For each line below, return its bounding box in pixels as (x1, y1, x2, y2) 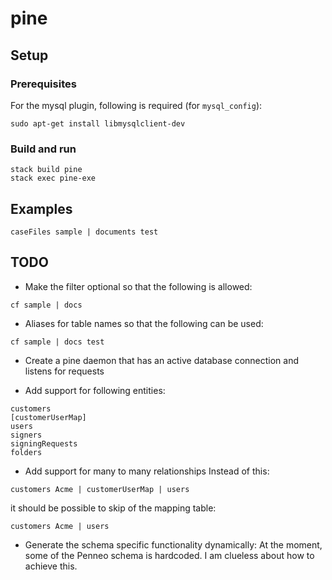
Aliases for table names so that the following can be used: (24, 317, 264, 329)
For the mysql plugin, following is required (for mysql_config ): (10, 99, 263, 111)
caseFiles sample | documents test (10, 227, 159, 237)
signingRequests (10, 438, 78, 449)
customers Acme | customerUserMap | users (10, 484, 190, 494)
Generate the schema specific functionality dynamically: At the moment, (24, 538, 323, 551)
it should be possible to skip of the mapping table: (10, 502, 217, 514)
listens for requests (24, 365, 105, 377)
